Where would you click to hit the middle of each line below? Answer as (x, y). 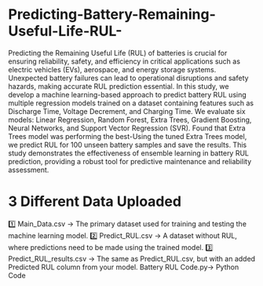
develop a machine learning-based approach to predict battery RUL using (128, 94)
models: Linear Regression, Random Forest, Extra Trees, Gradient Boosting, (130, 119)
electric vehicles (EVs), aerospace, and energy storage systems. (112, 69)
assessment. (29, 170)
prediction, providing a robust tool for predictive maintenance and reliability (130, 161)
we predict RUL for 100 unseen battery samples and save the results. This (128, 145)
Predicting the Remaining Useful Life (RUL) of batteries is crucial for (118, 53)
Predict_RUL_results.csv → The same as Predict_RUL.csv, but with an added (132, 258)
